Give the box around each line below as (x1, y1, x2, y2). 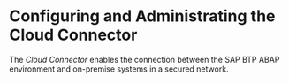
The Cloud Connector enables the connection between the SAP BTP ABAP (9, 54, 280, 64)
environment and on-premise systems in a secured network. (9, 64, 229, 74)
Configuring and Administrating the (9, 6, 276, 26)
